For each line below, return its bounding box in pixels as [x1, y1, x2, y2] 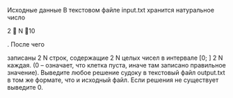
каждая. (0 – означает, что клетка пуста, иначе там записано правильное [7, 61, 226, 69]
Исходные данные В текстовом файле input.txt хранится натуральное [7, 6, 214, 14]
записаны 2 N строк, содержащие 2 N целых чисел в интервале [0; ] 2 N [7, 54, 223, 62]
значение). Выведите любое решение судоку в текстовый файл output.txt [7, 69, 225, 76]
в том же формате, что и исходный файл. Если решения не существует [7, 76, 219, 84]
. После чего [7, 40, 45, 48]
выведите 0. [7, 83, 44, 91]
